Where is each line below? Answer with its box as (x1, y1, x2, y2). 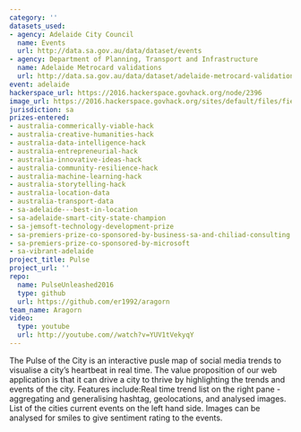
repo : (9, 272, 30, 281)
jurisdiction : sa (9, 105, 74, 114)
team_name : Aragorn (9, 305, 82, 314)
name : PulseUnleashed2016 (17, 280, 115, 289)
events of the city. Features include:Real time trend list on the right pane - (9, 384, 280, 394)
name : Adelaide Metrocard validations (17, 64, 163, 73)
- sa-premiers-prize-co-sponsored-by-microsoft (9, 239, 191, 248)
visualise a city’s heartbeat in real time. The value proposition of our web (9, 365, 278, 375)
